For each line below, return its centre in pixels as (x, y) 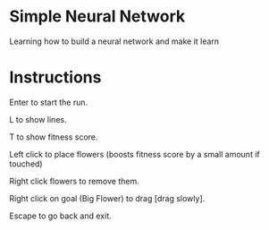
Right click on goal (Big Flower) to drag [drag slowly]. (107, 198)
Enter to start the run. (48, 102)
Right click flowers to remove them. (75, 181)
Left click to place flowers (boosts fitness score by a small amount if (135, 154)
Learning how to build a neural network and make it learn (114, 41)
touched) (26, 164)
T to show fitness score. (54, 137)
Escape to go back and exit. (60, 216)
